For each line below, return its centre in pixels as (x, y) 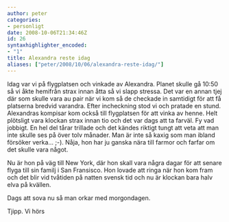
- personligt (26, 26)
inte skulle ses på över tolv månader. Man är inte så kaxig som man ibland (111, 135)
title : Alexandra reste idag (49, 58)
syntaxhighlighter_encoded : (47, 45)
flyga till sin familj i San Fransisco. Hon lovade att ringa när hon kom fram (110, 170)
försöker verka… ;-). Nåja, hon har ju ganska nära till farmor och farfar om (111, 142)
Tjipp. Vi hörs (26, 211)
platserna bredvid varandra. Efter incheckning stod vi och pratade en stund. (114, 106)
